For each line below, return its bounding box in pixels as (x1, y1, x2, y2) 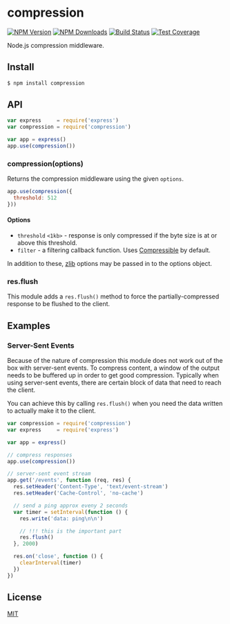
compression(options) (7, 159, 84, 168)
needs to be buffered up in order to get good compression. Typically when (7, 371, 219, 380)
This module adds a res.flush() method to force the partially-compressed (7, 292, 220, 301)
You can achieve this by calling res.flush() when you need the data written (7, 400, 223, 408)
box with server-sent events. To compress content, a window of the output (7, 364, 220, 372)
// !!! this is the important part (19, 528, 122, 535)
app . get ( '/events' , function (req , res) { (7, 476, 131, 484)
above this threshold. (17, 239, 77, 247)
